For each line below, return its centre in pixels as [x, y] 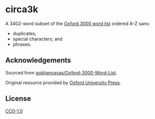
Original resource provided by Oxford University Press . [63, 82]
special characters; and [37, 39]
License [18, 99]
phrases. [22, 44]
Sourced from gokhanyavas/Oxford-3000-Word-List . [61, 73]
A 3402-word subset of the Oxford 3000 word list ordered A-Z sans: [78, 23]
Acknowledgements [38, 61]
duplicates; [25, 33]
